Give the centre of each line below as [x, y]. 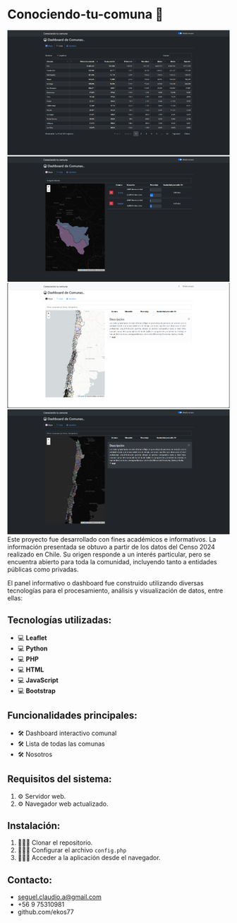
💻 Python [32, 648]
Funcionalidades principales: [72, 716]
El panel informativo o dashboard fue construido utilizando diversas [105, 583]
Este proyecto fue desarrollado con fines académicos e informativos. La [112, 540]
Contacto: [30, 880]
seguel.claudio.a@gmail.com [60, 897]
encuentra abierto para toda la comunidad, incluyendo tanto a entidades [112, 562]
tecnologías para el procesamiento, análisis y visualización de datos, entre [115, 591]
